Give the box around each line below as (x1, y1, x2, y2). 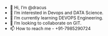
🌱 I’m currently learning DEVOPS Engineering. (9, 15, 104, 20)
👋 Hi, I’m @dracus (9, 5, 47, 10)
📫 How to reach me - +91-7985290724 (9, 26, 91, 31)
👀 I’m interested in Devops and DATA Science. (9, 10, 104, 16)
